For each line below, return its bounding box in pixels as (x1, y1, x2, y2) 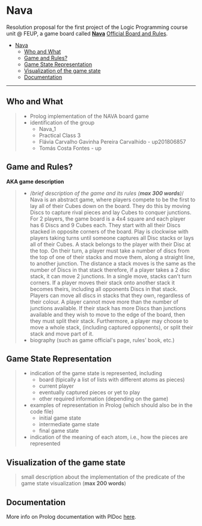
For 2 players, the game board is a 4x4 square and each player (29, 215, 186, 222)
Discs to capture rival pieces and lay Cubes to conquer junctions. (29, 209, 192, 216)
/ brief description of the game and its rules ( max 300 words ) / (29, 189, 184, 197)
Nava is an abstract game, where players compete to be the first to (29, 196, 196, 203)
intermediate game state (38, 421, 100, 428)
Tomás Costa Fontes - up (38, 144, 102, 151)
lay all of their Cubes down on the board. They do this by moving (29, 202, 191, 209)
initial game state (38, 414, 81, 421)
